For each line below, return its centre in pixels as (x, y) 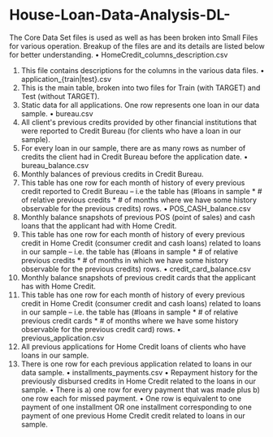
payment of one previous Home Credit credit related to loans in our (133, 415)
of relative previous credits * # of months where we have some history (139, 200)
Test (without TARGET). (60, 96)
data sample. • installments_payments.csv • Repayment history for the (139, 372)
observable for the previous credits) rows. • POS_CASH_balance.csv (136, 208)
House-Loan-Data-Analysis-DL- (120, 15)
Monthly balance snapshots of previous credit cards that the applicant (139, 277)
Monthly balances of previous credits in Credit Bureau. (112, 174)
